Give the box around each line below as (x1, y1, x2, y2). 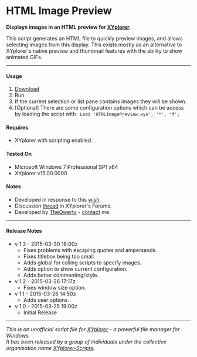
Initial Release (23, 309, 57, 316)
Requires (6, 124, 29, 131)
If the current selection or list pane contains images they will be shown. (14, 98, 187, 105)
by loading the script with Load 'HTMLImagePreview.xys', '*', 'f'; (14, 110, 180, 118)
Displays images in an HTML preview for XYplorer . (6, 23, 131, 30)
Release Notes (6, 227, 42, 234)
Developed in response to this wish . (14, 196, 101, 203)
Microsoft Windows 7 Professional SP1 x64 (14, 163, 118, 171)
